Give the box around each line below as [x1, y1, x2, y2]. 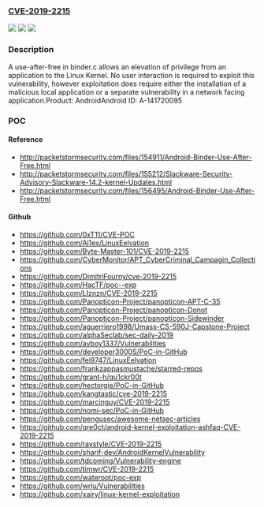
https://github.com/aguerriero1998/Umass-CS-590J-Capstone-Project [19, 322, 250, 331]
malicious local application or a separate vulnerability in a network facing [8, 87, 245, 96]
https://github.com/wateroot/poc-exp [19, 472, 142, 482]
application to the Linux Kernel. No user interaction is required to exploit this [8, 70, 255, 80]
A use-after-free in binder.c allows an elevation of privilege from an [8, 62, 227, 72]
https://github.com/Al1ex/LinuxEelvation [19, 238, 150, 248]
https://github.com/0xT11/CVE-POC [19, 229, 136, 239]
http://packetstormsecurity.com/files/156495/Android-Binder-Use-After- [19, 185, 255, 195]
